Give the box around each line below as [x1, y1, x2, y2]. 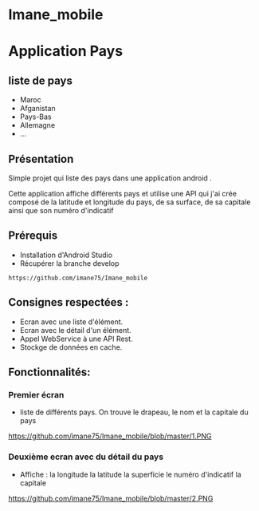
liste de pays [8, 73, 73, 87]
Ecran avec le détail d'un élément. [19, 325, 131, 335]
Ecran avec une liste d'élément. [19, 317, 124, 327]
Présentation [8, 152, 74, 165]
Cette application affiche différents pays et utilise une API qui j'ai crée [8, 189, 237, 198]
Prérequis [8, 229, 58, 243]
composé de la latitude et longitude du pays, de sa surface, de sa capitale [8, 197, 251, 207]
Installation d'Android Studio [19, 250, 113, 259]
